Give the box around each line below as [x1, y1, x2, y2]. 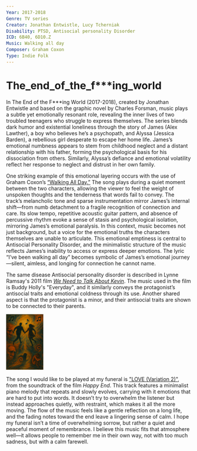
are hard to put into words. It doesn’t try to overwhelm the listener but [6, 395, 175, 402]
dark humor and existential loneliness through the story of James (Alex [6, 123, 178, 131]
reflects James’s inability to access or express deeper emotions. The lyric [6, 247, 185, 254]
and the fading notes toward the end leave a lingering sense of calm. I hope [6, 413, 189, 420]
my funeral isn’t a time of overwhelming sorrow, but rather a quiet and [6, 419, 175, 426]
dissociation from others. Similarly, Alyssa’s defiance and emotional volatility [6, 155, 191, 162]
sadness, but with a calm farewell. [6, 438, 89, 445]
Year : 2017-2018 [6, 9, 46, 15]
